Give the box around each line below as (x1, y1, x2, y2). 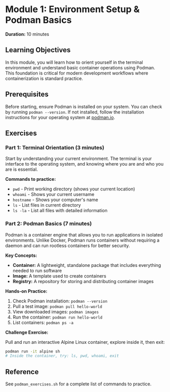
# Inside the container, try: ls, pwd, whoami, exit (5, 354, 119, 359)
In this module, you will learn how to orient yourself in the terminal (5, 59, 143, 65)
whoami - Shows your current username (12, 191, 95, 198)
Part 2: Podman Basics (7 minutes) (5, 220, 92, 227)
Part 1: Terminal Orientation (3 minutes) (5, 144, 105, 151)
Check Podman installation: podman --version (12, 298, 108, 304)
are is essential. (5, 166, 38, 173)
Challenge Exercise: (5, 329, 49, 335)
